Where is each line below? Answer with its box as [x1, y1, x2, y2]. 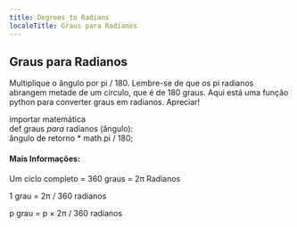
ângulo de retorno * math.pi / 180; [9, 133, 134, 143]
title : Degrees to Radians [9, 12, 110, 22]
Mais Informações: [9, 153, 81, 164]
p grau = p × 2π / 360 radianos [9, 207, 123, 218]
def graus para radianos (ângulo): [9, 124, 134, 134]
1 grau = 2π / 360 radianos [9, 191, 107, 201]
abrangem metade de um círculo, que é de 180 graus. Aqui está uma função [9, 87, 289, 98]
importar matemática [9, 114, 87, 125]
